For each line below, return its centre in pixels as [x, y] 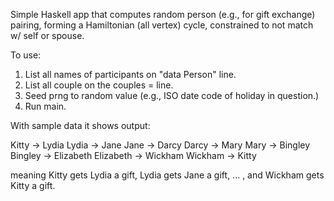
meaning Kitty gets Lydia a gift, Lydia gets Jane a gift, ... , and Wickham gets [167, 175]
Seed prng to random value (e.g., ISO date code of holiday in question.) [172, 95]
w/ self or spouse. [47, 35]
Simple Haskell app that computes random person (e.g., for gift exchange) [163, 14]
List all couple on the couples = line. [99, 85]
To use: [26, 55]
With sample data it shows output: [80, 125]
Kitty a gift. [33, 185]
